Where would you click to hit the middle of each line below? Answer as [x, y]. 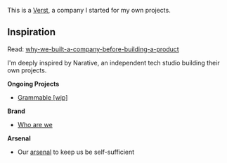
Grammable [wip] [43, 97]
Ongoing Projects [33, 84]
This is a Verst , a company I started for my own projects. [89, 10]
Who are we [35, 124]
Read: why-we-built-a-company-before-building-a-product [93, 49]
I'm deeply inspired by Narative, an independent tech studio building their [113, 63]
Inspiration [32, 32]
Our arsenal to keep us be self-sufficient [76, 152]
